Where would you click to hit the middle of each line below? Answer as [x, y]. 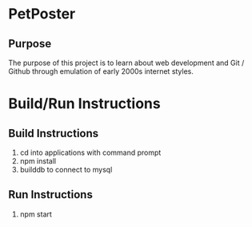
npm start [36, 214]
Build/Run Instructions [85, 104]
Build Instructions [54, 133]
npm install [38, 161]
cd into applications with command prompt [90, 152]
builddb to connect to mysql [66, 170]
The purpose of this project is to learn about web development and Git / [126, 63]
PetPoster [42, 14]
